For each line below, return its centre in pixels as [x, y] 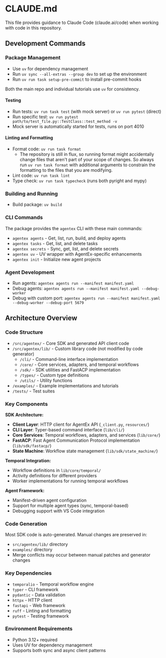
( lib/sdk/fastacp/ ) [32, 445]
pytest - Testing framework [41, 616]
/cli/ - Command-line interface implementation [69, 359]
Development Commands [45, 44]
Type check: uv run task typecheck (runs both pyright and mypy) [80, 181]
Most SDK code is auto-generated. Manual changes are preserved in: [76, 535]
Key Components [27, 404]
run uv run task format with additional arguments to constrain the [87, 165]
